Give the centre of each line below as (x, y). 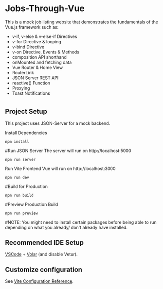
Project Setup (26, 111)
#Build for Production (26, 186)
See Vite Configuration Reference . (39, 281)
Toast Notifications (31, 93)
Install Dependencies (26, 133)
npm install (17, 141)
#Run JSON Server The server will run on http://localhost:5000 (68, 151)
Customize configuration (44, 269)
